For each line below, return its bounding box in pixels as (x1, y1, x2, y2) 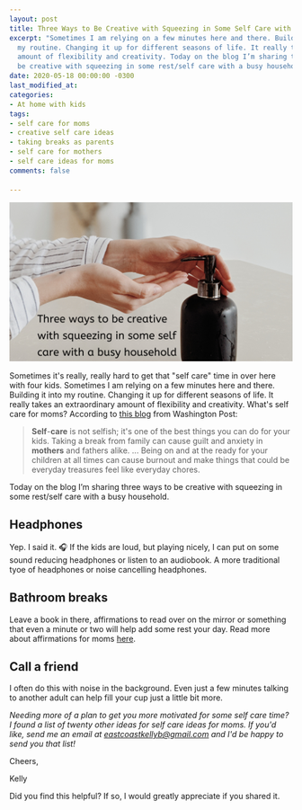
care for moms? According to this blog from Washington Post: (9, 409, 238, 419)
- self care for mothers (9, 147, 102, 156)
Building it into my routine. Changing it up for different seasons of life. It (9, 389, 274, 400)
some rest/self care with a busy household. (9, 491, 170, 502)
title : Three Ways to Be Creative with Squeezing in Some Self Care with (9, 23, 292, 33)
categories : (9, 90, 54, 99)
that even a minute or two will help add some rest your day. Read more (9, 623, 271, 634)
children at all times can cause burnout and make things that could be (31, 455, 290, 465)
